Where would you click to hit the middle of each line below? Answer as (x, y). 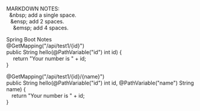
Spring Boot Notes (29, 39)
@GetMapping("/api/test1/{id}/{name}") (55, 76)
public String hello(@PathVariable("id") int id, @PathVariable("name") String (100, 83)
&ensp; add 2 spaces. (37, 21)
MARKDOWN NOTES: (33, 9)
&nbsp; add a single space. (42, 15)
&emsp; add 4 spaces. (41, 28)
